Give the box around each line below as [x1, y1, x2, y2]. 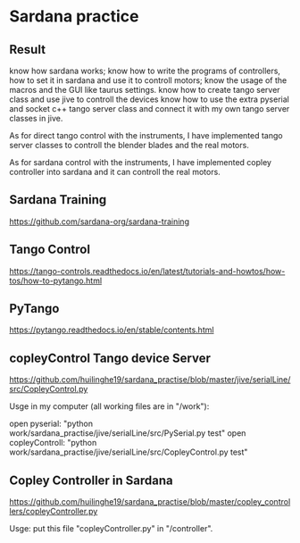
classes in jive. [9, 113, 63, 123]
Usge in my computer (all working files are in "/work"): [9, 401, 210, 412]
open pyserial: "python [9, 418, 94, 430]
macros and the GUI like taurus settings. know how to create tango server [9, 85, 280, 95]
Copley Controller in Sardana [9, 472, 174, 488]
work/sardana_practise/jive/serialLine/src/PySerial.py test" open [9, 428, 246, 439]
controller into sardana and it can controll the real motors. [9, 167, 221, 177]
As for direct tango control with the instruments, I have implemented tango [9, 130, 283, 140]
